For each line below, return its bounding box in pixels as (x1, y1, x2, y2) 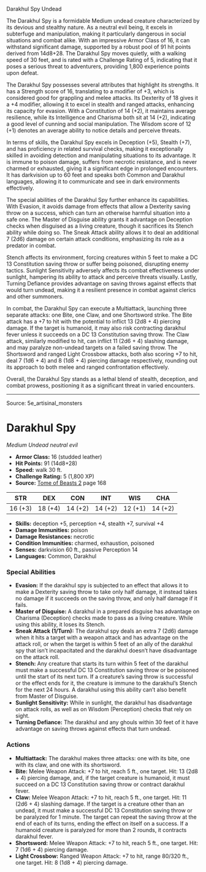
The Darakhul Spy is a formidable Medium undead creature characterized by (6, 17, 200, 24)
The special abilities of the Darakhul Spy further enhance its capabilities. (6, 196, 189, 203)
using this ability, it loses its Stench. (15, 621, 105, 628)
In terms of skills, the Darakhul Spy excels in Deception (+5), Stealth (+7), (6, 139, 192, 146)
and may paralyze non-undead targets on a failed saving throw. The (6, 344, 178, 351)
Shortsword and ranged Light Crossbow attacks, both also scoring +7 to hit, (6, 350, 198, 358)
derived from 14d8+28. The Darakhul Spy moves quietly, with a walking (6, 50, 186, 57)
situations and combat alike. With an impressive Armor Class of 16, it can (6, 37, 190, 44)
